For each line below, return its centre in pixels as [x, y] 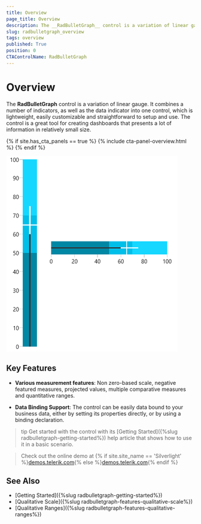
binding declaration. [39, 420]
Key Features [31, 368]
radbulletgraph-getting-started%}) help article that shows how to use [106, 438]
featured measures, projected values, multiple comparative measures [100, 389]
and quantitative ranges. [45, 395]
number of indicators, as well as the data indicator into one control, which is [100, 110]
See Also [23, 481]
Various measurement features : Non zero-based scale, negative [95, 383]
